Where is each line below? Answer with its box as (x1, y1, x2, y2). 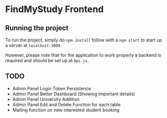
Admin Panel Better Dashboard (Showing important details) (12, 91, 135, 97)
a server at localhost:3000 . (5, 42, 62, 48)
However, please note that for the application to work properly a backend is (5, 52, 161, 58)
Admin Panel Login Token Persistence (12, 85, 92, 91)
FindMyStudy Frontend (5, 4, 104, 15)
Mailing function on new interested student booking (12, 107, 120, 113)
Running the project (5, 24, 69, 32)
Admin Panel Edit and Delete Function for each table (12, 101, 121, 107)
